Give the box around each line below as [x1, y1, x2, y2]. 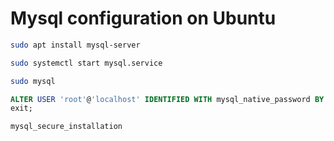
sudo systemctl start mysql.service [10, 58, 163, 68]
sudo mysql [10, 76, 56, 86]
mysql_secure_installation [10, 122, 123, 132]
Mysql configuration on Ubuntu [10, 7, 277, 30]
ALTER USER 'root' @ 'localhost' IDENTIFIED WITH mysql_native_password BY [10, 94, 325, 104]
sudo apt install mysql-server [10, 40, 141, 50]
